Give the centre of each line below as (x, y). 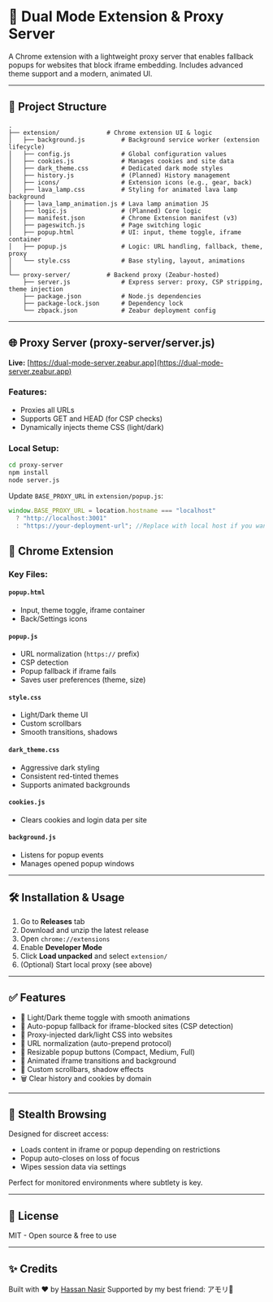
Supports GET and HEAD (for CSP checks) (91, 419)
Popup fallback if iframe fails (68, 671)
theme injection (36, 289)
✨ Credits (33, 1268)
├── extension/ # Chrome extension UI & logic (110, 132)
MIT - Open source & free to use (63, 1235)
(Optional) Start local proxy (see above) (86, 964)
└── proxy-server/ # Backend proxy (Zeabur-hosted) (114, 275)
